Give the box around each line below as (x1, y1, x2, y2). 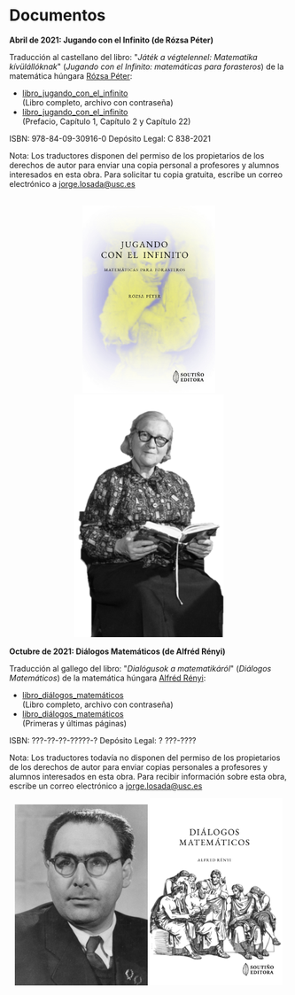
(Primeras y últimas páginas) (21, 719, 127, 729)
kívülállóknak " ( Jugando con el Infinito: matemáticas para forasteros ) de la (9, 61, 284, 72)
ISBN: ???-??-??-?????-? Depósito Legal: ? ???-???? (9, 735, 197, 746)
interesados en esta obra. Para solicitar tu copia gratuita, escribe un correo (9, 169, 283, 180)
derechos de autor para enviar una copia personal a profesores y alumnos (9, 159, 280, 170)
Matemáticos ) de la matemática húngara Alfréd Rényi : (9, 672, 206, 683)
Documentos (9, 5, 106, 26)
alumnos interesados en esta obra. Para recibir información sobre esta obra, (9, 772, 287, 782)
